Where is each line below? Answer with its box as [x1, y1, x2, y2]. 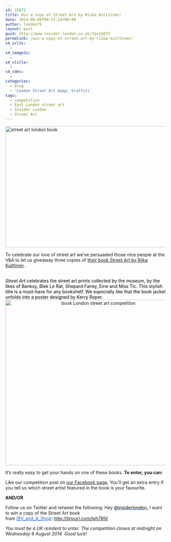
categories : [5, 79, 31, 84]
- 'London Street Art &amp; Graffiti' [10, 88, 93, 93]
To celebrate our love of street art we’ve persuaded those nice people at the [5, 251, 165, 258]
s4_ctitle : [5, 60, 28, 65]
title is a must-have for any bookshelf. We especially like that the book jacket [5, 288, 166, 294]
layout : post [5, 27, 33, 32]
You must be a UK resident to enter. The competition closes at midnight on [5, 525, 162, 531]
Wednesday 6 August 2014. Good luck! [5, 530, 88, 536]
